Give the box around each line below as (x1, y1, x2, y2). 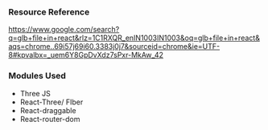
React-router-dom (19, 114, 80, 124)
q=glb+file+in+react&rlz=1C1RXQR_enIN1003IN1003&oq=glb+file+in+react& (8, 33, 260, 43)
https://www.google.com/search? (8, 25, 120, 35)
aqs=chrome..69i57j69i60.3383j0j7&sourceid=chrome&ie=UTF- (8, 42, 221, 51)
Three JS (19, 88, 51, 98)
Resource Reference (8, 6, 90, 18)
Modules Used (8, 71, 67, 82)
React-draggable (19, 105, 76, 115)
